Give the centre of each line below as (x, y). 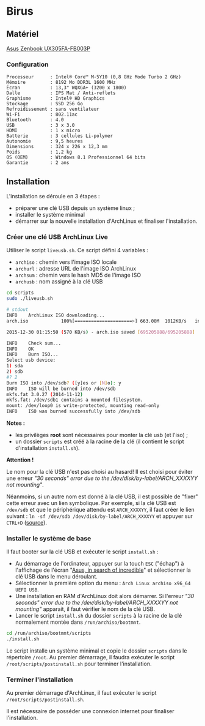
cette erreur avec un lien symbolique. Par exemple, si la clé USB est (91, 503)
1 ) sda (15, 366)
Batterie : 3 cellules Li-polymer (60, 136)
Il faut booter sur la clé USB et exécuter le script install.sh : (82, 552)
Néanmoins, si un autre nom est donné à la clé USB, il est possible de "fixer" (102, 496)
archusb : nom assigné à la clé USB (59, 282)
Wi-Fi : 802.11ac (42, 114)
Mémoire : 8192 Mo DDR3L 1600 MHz (61, 83)
